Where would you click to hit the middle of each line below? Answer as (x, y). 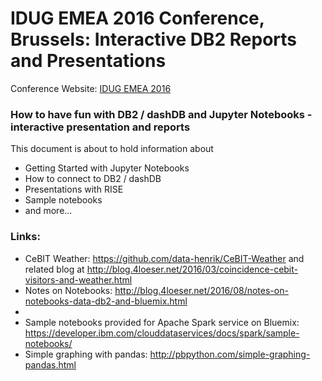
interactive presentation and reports (100, 127)
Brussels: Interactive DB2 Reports (154, 39)
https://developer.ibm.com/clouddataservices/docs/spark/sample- (162, 333)
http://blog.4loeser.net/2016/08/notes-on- (201, 290)
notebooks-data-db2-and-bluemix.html (106, 301)
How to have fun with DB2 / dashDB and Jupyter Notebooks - (161, 114)
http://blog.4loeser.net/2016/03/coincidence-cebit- (192, 269)
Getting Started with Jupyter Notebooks (107, 168)
